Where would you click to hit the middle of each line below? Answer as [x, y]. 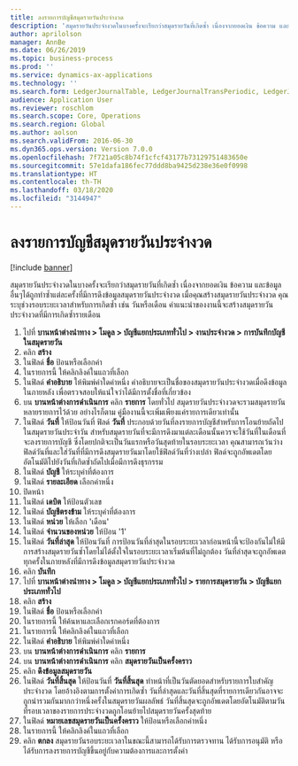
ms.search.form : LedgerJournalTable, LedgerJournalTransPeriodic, [135, 91]
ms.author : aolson [44, 133]
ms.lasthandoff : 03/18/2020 [62, 190]
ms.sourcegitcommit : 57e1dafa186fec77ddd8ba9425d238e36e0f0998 [129, 166]
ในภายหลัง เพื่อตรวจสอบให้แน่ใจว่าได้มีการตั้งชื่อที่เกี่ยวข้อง [107, 391]
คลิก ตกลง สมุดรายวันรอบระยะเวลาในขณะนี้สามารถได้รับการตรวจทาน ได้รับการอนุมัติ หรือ [153, 740]
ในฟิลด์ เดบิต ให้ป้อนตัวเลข [62, 501]
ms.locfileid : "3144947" [56, 199]
